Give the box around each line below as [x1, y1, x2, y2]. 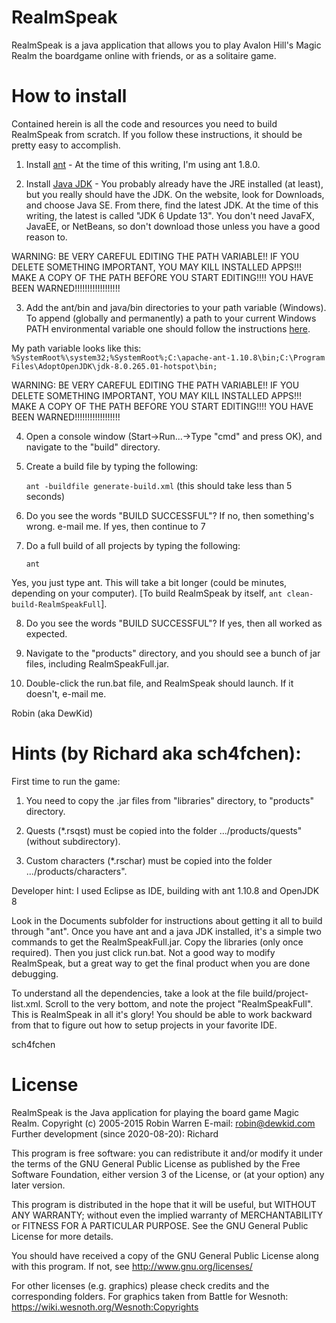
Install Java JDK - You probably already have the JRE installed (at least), [25, 177, 324, 190]
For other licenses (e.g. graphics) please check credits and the [11, 1279, 270, 1291]
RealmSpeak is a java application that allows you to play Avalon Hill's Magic [11, 39, 322, 51]
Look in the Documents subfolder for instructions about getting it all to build [11, 914, 323, 926]
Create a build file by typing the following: [25, 460, 199, 472]
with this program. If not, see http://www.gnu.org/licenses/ [11, 1260, 253, 1272]
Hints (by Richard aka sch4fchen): [11, 742, 302, 765]
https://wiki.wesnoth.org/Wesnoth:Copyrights [11, 1301, 199, 1313]
